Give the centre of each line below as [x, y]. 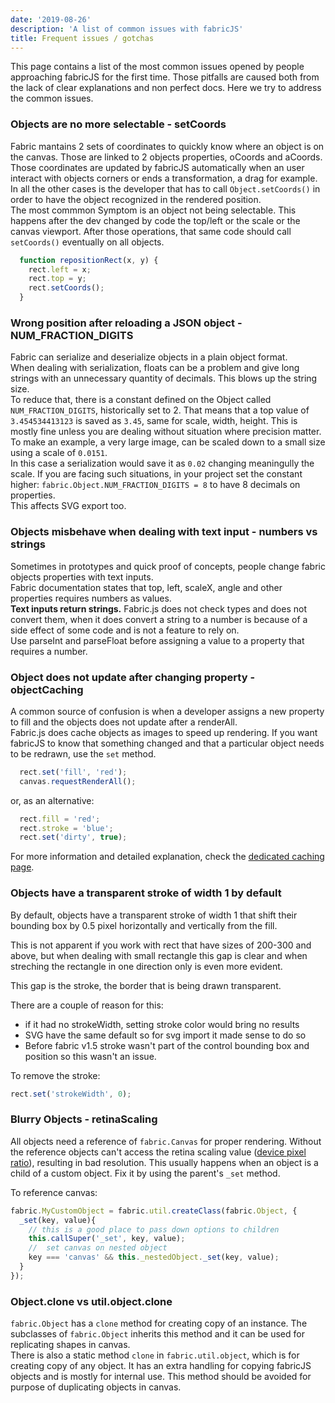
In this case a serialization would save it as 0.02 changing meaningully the [162, 463]
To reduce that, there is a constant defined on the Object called [141, 400]
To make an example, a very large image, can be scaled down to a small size [168, 442]
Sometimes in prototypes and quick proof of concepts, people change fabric [168, 566]
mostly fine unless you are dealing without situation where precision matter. [166, 432]
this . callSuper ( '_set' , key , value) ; [107, 1239]
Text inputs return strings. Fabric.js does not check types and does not [158, 608]
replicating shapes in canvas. [70, 1345]
